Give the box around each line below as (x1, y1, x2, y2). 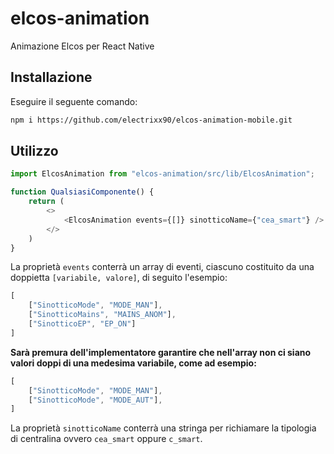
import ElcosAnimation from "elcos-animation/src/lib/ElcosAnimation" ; (10, 169, 315, 179)
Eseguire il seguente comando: (10, 95, 138, 107)
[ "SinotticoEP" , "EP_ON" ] (28, 319, 137, 329)
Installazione (10, 69, 93, 86)
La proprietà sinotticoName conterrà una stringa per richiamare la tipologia (10, 422, 317, 434)
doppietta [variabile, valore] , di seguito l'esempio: (10, 272, 228, 284)
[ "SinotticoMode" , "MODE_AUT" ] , (28, 395, 163, 405)
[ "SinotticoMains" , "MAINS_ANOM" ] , (28, 310, 177, 320)
